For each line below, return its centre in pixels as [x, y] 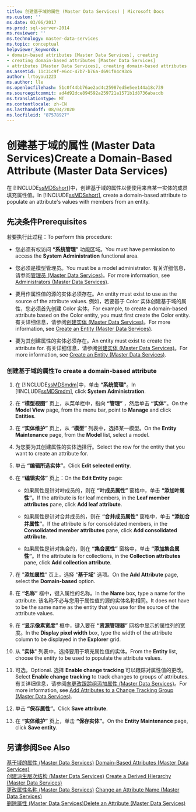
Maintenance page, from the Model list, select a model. [82, 435]
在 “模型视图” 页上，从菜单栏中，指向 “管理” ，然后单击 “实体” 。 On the [101, 403]
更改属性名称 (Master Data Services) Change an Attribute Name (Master [93, 790]
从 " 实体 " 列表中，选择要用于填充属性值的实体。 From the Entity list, [96, 652]
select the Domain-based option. [55, 581]
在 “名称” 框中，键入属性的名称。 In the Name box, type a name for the [100, 593]
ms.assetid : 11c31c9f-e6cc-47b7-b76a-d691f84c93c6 [69, 71]
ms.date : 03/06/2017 [32, 22]
